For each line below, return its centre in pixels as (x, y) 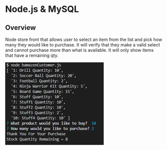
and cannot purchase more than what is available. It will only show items (80, 50)
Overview (21, 28)
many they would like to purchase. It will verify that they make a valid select (83, 45)
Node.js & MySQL (42, 9)
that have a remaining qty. (32, 55)
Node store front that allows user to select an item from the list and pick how (84, 39)
